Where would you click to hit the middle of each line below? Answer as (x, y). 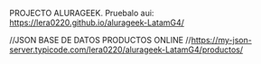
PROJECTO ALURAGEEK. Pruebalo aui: (82, 13)
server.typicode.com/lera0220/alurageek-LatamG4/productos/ (126, 50)
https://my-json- (222, 40)
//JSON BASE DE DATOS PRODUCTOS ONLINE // (100, 40)
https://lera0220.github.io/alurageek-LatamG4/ (97, 23)
